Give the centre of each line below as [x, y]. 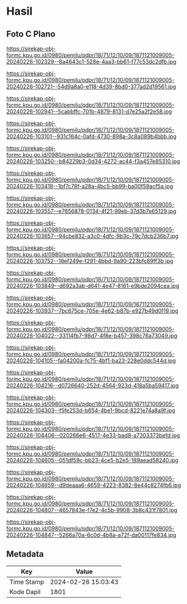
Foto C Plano [31, 34]
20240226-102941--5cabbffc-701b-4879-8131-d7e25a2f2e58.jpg [89, 111]
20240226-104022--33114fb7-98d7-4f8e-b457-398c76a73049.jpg [92, 336]
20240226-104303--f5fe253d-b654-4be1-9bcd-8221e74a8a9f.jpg [91, 410]
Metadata [25, 554]
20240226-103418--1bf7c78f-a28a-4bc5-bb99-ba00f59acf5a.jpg [90, 186]
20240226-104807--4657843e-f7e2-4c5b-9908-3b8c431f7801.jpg [92, 510]
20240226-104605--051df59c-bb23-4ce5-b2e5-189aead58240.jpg [92, 460]
